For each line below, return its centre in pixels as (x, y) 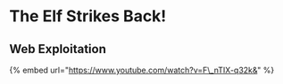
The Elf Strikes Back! (88, 16)
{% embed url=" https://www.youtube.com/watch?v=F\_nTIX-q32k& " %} (142, 70)
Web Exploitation (58, 49)
